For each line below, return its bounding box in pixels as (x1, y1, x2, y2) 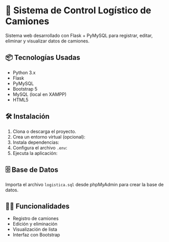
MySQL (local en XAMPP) (12, 91, 67, 97)
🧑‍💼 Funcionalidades (5, 202, 70, 210)
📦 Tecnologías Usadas (5, 53, 81, 62)
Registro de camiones (12, 215, 59, 222)
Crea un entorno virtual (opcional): (12, 134, 86, 140)
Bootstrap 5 (12, 85, 38, 92)
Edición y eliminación (12, 221, 58, 227)
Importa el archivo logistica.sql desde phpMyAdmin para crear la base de (5, 182, 164, 188)
